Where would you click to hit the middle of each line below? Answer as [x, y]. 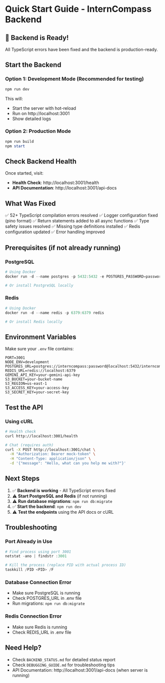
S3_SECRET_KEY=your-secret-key [37, 392]
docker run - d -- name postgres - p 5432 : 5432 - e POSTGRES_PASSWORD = [76, 277]
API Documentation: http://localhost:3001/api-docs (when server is [80, 670]
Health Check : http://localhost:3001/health [55, 183]
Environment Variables [41, 337]
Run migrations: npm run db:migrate [48, 603]
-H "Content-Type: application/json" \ [50, 459]
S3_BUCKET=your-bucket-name [34, 379]
